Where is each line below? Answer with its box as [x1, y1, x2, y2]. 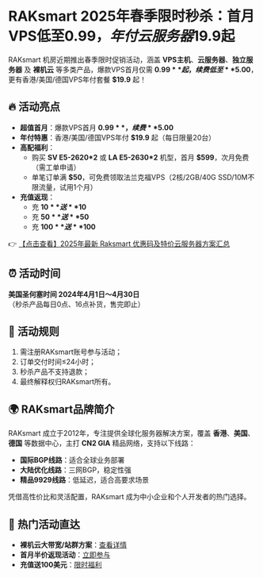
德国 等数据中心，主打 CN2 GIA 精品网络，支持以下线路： [8, 438, 196, 448]
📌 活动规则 [8, 325, 59, 338]
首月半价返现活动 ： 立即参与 [19, 550, 111, 560]
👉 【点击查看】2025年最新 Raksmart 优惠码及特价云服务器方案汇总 [8, 239, 231, 248]
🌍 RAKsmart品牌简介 [8, 402, 115, 416]
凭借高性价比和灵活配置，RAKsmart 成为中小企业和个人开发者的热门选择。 [8, 492, 251, 502]
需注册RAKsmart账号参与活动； [19, 347, 123, 357]
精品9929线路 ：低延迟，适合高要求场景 [19, 475, 149, 485]
